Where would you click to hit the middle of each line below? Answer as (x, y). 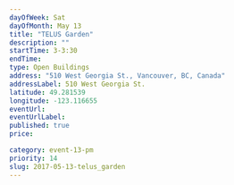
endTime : (25, 59)
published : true (39, 126)
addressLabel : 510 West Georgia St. (77, 84)
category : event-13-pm (51, 150)
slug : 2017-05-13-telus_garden (67, 166)
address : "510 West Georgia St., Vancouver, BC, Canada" (117, 76)
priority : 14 (33, 158)
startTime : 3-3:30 (43, 51)
